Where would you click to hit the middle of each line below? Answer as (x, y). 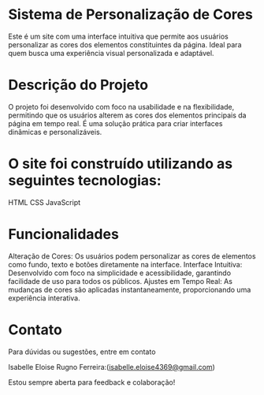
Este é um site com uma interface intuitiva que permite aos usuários (118, 36)
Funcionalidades (64, 234)
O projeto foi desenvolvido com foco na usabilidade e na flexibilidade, (121, 106)
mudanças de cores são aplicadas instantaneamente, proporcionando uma (130, 289)
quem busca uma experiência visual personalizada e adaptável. (111, 53)
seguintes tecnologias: (85, 181)
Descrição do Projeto (78, 85)
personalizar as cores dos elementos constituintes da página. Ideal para (125, 44)
